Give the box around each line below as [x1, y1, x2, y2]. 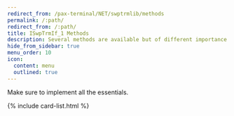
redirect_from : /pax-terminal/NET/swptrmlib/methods [7, 10, 165, 17]
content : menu [13, 62, 55, 69]
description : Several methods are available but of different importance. [7, 36, 230, 43]
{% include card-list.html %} [7, 101, 90, 110]
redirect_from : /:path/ [7, 23, 77, 30]
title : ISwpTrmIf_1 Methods [7, 29, 90, 37]
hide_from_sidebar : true [7, 43, 80, 50]
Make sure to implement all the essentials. [7, 88, 129, 96]
